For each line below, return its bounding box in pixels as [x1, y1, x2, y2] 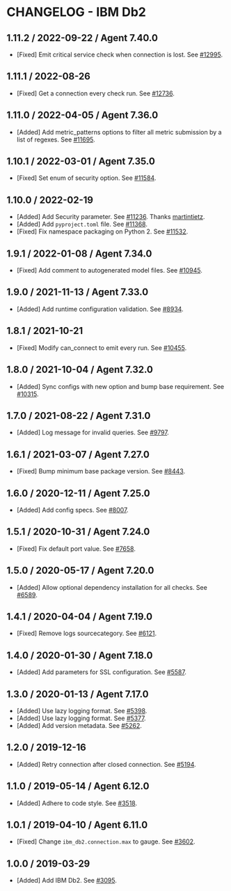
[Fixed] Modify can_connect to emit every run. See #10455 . [16, 343, 187, 352]
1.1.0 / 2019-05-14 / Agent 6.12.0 [6, 780, 150, 792]
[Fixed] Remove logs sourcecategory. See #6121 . [16, 629, 157, 638]
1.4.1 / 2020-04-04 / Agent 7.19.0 [6, 611, 153, 623]
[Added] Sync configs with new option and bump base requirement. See [16, 382, 224, 390]
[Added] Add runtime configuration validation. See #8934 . [16, 305, 184, 313]
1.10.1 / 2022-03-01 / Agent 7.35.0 [6, 155, 156, 167]
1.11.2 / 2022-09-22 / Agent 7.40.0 [6, 32, 158, 44]
